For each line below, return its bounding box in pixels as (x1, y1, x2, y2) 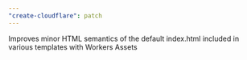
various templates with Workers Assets (8, 42, 138, 52)
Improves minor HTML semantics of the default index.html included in (8, 34, 240, 43)
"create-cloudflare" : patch (8, 11, 103, 20)
